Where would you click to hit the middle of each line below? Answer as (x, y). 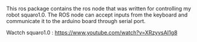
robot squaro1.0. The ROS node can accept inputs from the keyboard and (97, 15)
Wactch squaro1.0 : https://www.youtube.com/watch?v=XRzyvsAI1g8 (92, 33)
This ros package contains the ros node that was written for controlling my (99, 9)
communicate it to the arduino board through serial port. (76, 21)
